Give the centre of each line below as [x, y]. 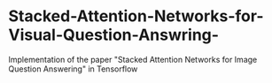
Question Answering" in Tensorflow [73, 69]
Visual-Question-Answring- [113, 35]
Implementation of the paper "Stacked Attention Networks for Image [133, 59]
